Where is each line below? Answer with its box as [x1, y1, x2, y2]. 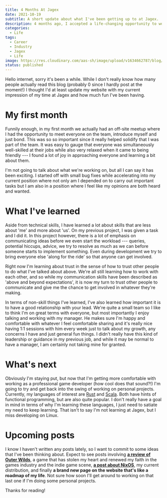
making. [5, 290, 22, 295]
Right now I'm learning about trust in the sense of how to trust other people [5, 264, 159, 269]
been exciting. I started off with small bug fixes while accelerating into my [5, 172, 156, 179]
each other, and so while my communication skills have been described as [5, 274, 158, 280]
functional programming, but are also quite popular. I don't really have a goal [5, 396, 162, 402]
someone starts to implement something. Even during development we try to [5, 249, 162, 254]
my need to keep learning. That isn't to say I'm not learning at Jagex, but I [5, 407, 156, 413]
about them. [5, 157, 30, 164]
